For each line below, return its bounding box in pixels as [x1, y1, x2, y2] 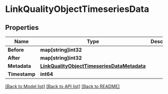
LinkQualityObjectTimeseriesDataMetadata [40, 63, 146, 69]
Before [7, 46, 24, 53]
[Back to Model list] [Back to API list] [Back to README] [5, 84, 120, 89]
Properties [5, 23, 39, 32]
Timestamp [7, 71, 36, 78]
